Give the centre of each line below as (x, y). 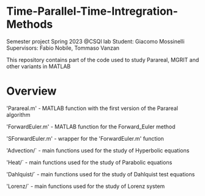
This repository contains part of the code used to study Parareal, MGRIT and (103, 60)
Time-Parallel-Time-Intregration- (92, 11)
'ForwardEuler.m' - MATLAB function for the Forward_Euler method (91, 127)
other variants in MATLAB (39, 66)
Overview (32, 91)
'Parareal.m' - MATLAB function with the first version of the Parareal (92, 108)
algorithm (18, 114)
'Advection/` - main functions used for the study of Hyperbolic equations (98, 150)
